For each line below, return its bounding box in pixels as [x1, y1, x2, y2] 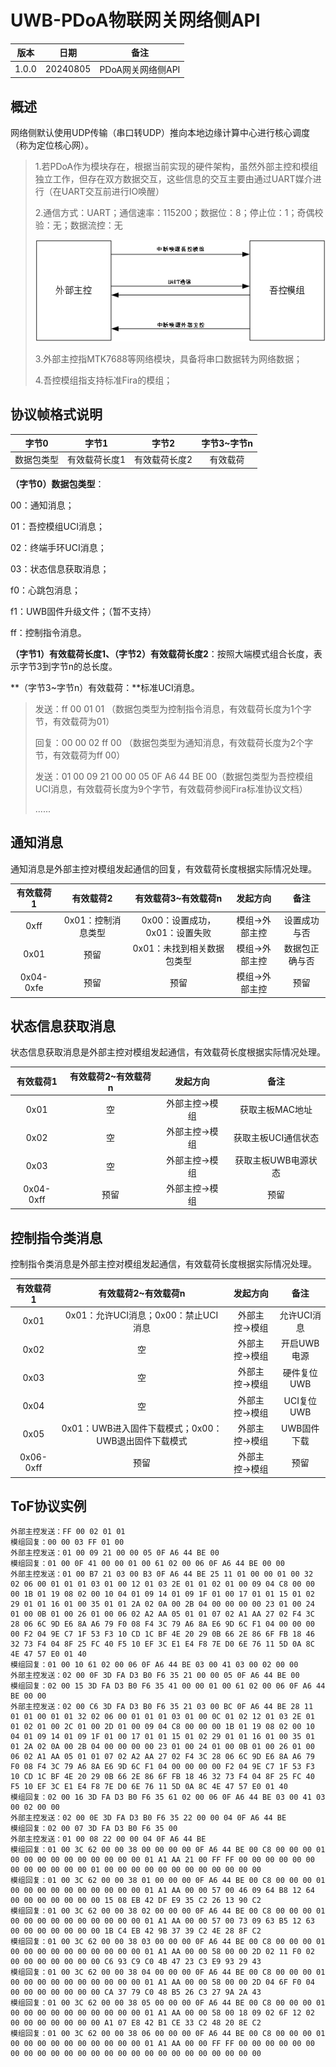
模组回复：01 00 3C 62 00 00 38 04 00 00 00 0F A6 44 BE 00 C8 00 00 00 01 [10, 1967, 326, 1978]
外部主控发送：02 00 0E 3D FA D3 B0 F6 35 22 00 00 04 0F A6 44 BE [10, 1813, 287, 1823]
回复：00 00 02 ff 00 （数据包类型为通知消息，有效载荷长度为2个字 [34, 736, 314, 748]
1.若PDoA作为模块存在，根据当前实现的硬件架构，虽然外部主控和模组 [34, 161, 319, 172]
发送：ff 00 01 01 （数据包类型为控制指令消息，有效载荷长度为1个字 [34, 702, 312, 715]
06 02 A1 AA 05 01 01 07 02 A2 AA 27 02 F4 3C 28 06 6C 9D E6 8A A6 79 [10, 1752, 315, 1762]
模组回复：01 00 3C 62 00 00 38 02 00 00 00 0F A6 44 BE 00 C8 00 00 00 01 [10, 1906, 326, 1916]
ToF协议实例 [10, 1498, 87, 1515]
